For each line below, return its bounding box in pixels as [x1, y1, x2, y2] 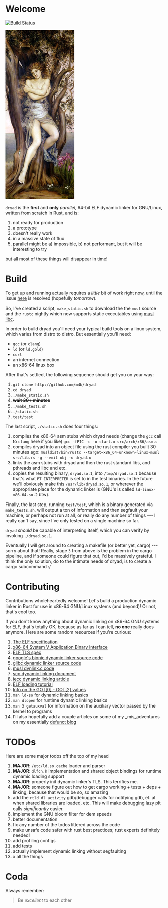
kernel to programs [12, 708, 52, 714]
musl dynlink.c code [12, 665, 54, 671]
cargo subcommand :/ [5, 563, 51, 569]
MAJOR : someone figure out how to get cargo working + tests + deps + [12, 784, 161, 790]
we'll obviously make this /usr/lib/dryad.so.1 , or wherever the [12, 481, 144, 487]
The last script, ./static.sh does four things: [5, 423, 99, 429]
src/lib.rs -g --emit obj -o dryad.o [12, 455, 92, 460]
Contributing [5, 581, 60, 593]
